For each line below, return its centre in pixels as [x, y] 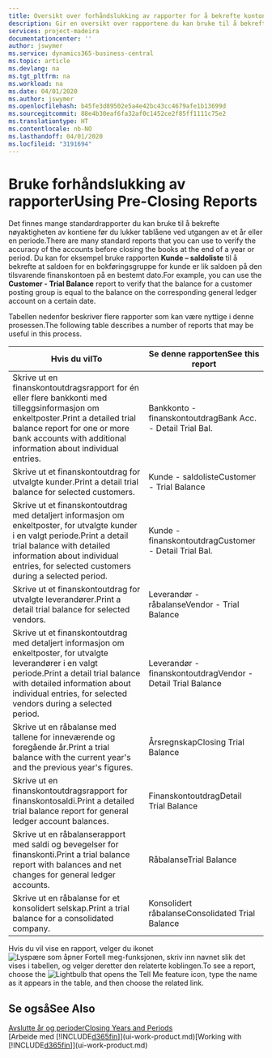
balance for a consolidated [63, 919]
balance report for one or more [71, 429]
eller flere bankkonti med [60, 398]
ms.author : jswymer [41, 99]
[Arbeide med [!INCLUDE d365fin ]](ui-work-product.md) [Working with [125, 1037]
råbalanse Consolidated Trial [202, 914]
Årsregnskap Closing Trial [197, 742]
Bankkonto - [172, 408]
